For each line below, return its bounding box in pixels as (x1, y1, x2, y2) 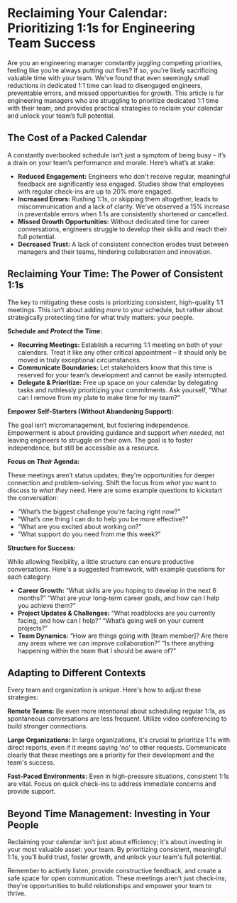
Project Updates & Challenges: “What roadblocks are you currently (17, 609, 216, 617)
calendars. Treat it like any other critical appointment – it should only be (17, 348, 227, 356)
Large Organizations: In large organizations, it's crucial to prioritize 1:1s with (7, 736, 231, 744)
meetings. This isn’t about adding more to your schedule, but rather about (7, 305, 224, 314)
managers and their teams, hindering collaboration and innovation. (17, 247, 212, 256)
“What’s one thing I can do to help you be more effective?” (17, 514, 189, 523)
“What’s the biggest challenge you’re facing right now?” (17, 507, 181, 516)
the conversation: (7, 493, 59, 502)
